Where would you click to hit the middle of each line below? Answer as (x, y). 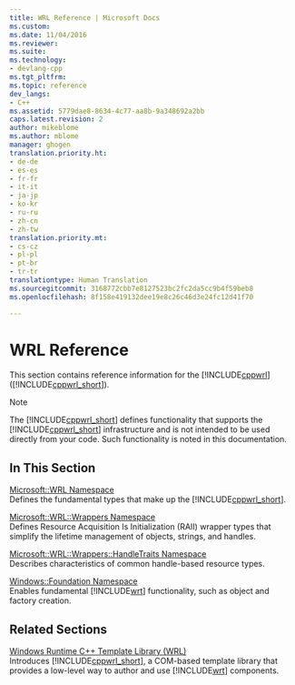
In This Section (53, 468)
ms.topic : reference (49, 86)
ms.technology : (38, 60)
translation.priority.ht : (58, 153)
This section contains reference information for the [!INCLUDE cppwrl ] (140, 375)
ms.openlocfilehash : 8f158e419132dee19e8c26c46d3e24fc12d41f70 (132, 297)
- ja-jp (24, 196)
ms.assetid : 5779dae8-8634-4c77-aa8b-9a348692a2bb (107, 111)
